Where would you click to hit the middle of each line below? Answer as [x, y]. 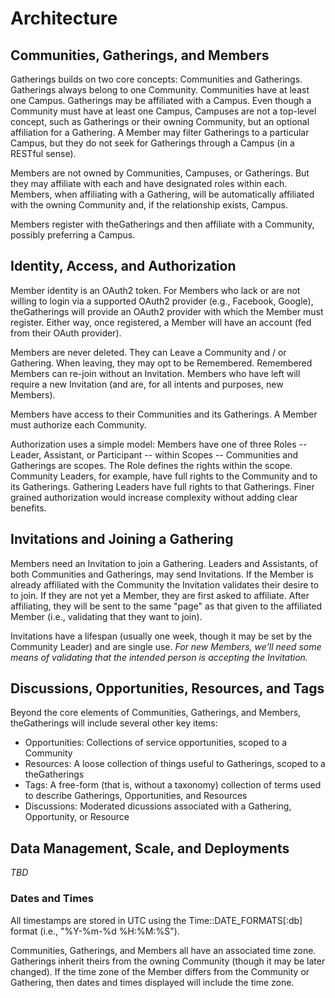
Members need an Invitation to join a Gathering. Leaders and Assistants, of [164, 563]
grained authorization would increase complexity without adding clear [154, 497]
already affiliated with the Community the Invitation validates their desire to [165, 584]
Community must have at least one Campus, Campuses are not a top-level [163, 111]
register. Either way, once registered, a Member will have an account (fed [161, 322]
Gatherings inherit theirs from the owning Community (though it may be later [168, 961]
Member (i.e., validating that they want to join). [106, 616]
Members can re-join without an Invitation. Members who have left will [155, 373]
